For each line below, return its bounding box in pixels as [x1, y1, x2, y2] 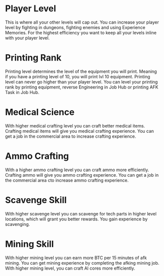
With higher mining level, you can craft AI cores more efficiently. [5, 265, 135, 271]
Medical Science [5, 107, 75, 118]
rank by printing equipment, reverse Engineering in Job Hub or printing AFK [5, 84, 159, 90]
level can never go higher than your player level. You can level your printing [5, 79, 158, 85]
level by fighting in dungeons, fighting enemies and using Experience [5, 24, 145, 30]
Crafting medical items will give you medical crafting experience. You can [5, 128, 154, 134]
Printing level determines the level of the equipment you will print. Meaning [5, 68, 157, 74]
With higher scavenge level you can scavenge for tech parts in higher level [5, 211, 157, 216]
